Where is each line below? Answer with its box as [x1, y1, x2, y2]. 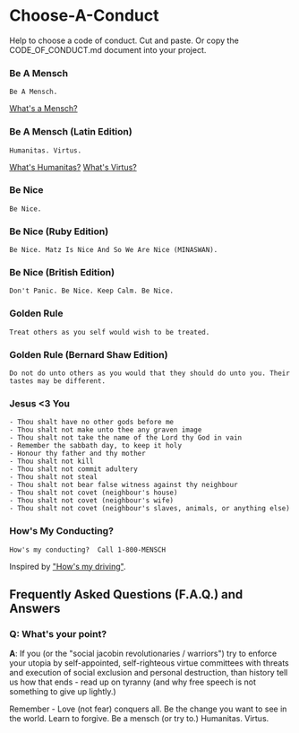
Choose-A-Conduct [9, 5, 159, 26]
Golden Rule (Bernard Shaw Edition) [9, 348, 168, 361]
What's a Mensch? [9, 103, 78, 114]
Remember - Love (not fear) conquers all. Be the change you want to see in [9, 703, 287, 714]
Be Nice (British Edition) [9, 266, 115, 279]
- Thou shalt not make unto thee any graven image [9, 425, 202, 435]
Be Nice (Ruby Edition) [9, 225, 109, 238]
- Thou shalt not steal [9, 473, 98, 482]
